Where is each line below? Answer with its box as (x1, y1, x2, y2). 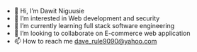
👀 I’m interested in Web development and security (13, 14, 160, 22)
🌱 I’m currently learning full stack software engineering (13, 22, 175, 30)
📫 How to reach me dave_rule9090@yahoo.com (13, 37, 157, 45)
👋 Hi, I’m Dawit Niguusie (13, 7, 85, 15)
